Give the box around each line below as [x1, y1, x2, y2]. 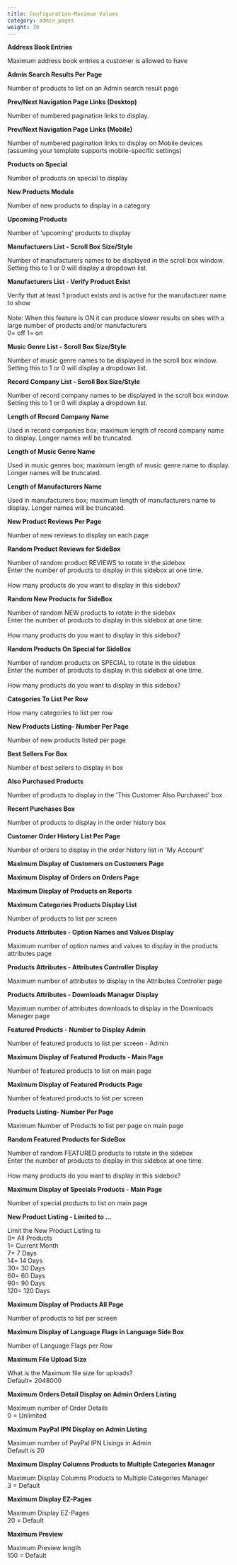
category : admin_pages [7, 17, 74, 24]
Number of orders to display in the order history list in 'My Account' [7, 846, 204, 854]
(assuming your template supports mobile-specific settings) [7, 147, 182, 155]
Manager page [7, 1012, 50, 1020]
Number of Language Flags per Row [7, 1341, 113, 1350]
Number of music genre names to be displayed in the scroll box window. [7, 356, 218, 365]
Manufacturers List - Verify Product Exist [7, 278, 131, 286]
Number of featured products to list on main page [7, 1066, 152, 1075]
